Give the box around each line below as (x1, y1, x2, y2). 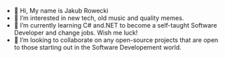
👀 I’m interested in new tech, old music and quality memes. (13, 14, 184, 22)
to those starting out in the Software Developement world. (13, 43, 182, 51)
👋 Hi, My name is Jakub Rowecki (13, 7, 109, 14)
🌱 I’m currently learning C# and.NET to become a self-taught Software (13, 21, 217, 29)
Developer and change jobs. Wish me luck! (13, 28, 138, 37)
